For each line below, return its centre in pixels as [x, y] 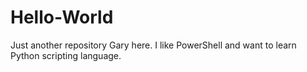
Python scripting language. [66, 55]
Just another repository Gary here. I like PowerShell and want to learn [153, 45]
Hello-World [62, 17]
